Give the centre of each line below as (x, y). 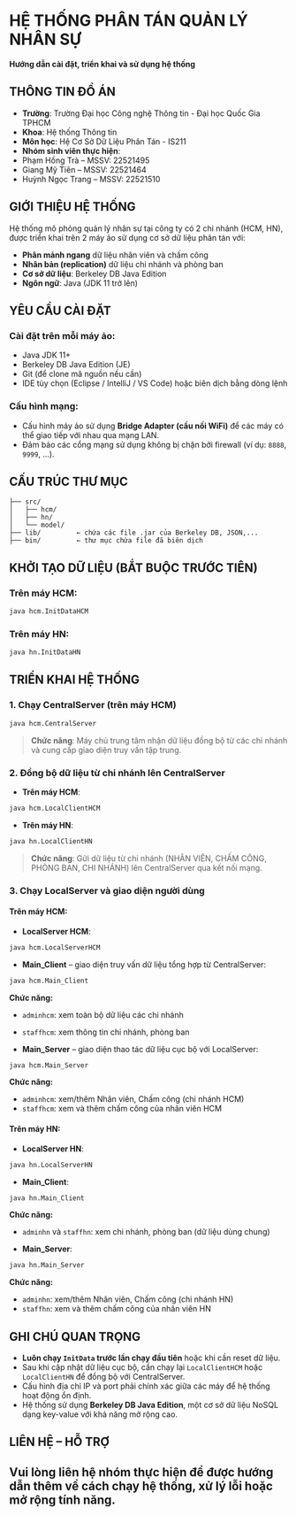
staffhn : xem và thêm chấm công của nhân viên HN (117, 1309)
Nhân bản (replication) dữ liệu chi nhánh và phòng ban (122, 264)
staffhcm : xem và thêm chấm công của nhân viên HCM (122, 1109)
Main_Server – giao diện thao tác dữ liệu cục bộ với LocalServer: (140, 1049)
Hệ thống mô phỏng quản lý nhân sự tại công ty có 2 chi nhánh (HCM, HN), (146, 228)
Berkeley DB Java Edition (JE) (76, 365)
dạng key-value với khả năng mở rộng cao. (100, 1414)
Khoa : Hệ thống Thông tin (69, 132)
